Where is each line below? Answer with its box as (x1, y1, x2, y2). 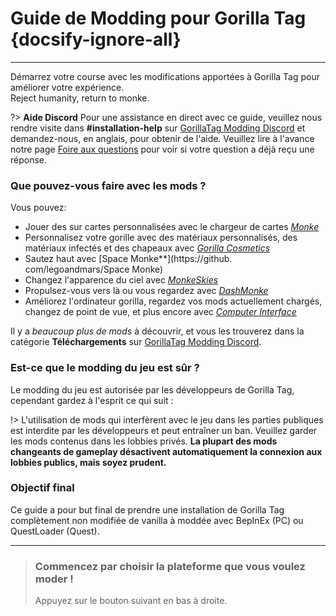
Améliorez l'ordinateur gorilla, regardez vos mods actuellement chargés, (24, 295, 323, 307)
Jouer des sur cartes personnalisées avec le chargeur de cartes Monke (24, 221, 320, 233)
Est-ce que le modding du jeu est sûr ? (10, 361, 200, 375)
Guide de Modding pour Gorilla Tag (10, 7, 307, 30)
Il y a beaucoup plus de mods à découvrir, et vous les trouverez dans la (10, 325, 305, 337)
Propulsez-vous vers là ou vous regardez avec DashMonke (24, 285, 269, 297)
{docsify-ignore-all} (10, 28, 182, 51)
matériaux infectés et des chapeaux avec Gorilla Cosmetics (24, 242, 271, 254)
